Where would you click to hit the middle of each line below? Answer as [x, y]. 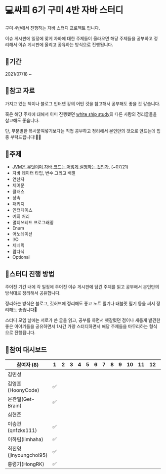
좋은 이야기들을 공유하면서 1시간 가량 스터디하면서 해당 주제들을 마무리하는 [77, 327]
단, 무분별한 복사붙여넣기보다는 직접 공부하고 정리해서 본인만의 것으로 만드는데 [80, 131]
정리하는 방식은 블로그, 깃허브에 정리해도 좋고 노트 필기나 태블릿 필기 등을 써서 [80, 304]
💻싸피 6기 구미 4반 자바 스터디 [64, 10]
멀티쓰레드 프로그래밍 [33, 223]
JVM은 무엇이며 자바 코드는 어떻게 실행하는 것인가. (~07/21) [70, 167]
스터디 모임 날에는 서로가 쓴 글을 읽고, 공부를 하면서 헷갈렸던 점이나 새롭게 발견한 [83, 320]
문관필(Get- [21, 399]
